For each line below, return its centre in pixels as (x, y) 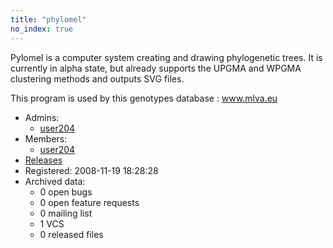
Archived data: (55, 181)
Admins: (42, 117)
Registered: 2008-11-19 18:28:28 (91, 170)
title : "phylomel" (48, 19)
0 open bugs (66, 192)
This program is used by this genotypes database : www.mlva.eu (144, 98)
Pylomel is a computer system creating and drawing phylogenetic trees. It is (166, 57)
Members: (46, 138)
